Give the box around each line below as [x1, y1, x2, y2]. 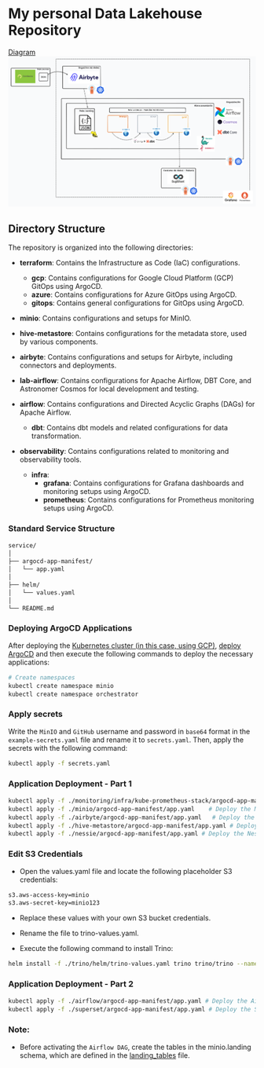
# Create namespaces [8, 673, 76, 682]
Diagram [8, 47, 36, 57]
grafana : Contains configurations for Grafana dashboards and [42, 478, 244, 488]
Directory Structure [8, 221, 106, 236]
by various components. [19, 337, 98, 346]
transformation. [31, 431, 82, 441]
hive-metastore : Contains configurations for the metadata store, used [19, 329, 247, 338]
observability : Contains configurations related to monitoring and [19, 447, 229, 456]
